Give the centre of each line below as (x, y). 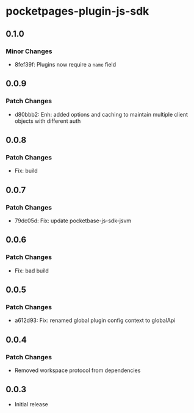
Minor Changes (29, 51)
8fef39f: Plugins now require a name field (65, 64)
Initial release (31, 404)
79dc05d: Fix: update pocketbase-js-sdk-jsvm (73, 221)
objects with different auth (48, 121)
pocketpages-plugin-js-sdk (77, 11)
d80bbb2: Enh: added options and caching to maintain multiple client (101, 114)
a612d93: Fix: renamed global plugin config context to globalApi (95, 320)
